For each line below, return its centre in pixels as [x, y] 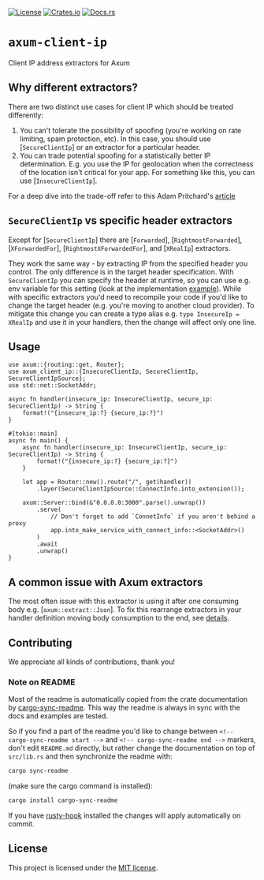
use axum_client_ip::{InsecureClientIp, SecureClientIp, [104, 372]
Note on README [42, 682]
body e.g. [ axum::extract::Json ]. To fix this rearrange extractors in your [125, 610]
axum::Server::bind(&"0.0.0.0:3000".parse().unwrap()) [114, 503]
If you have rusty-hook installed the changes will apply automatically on [125, 815]
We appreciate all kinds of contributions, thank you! [92, 662]
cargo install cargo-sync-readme [63, 800]
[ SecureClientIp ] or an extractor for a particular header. [110, 147]
